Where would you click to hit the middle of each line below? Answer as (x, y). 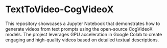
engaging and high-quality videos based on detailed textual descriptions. (82, 40)
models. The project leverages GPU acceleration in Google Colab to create (84, 34)
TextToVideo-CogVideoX (59, 9)
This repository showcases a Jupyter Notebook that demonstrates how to (83, 23)
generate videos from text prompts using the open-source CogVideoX (79, 29)
